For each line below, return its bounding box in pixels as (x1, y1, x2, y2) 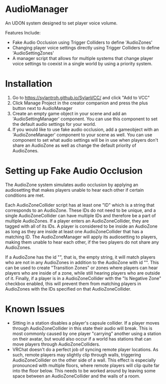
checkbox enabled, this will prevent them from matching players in (5, 281, 142, 287)
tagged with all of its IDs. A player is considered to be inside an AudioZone (5, 223, 158, 229)
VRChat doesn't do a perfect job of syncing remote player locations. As (12, 346, 159, 353)
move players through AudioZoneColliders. (12, 341, 100, 347)
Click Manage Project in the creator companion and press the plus (12, 100, 148, 106)
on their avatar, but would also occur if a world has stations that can (12, 336, 152, 342)
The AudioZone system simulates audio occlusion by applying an (5, 181, 138, 188)
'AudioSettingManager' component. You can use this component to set (12, 116, 158, 122)
